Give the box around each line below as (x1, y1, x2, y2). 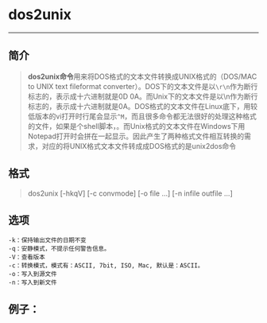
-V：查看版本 (8, 253, 45, 262)
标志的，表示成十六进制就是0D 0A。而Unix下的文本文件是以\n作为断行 (27, 91, 258, 101)
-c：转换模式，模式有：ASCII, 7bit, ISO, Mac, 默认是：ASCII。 (8, 262, 204, 270)
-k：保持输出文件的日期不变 (8, 236, 87, 244)
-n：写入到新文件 (8, 278, 57, 287)
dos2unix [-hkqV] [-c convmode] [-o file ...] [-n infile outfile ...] (27, 189, 233, 198)
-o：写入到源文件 (8, 270, 57, 278)
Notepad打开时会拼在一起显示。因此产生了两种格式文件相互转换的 (27, 131, 245, 141)
